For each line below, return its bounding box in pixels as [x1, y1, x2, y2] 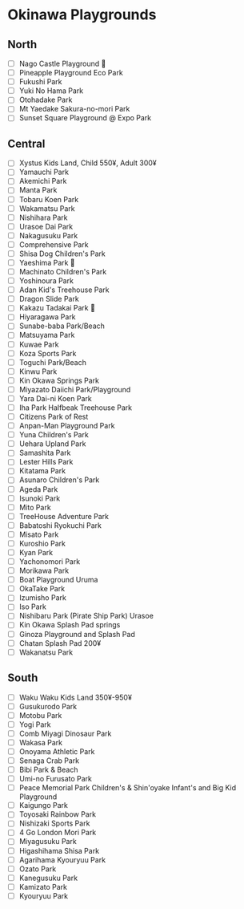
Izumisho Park [18, 593, 67, 603]
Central [7, 136, 46, 150]
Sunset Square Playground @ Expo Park [18, 113, 152, 123]
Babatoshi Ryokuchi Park [18, 520, 102, 530]
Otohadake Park [18, 95, 73, 105]
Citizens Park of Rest [18, 412, 89, 421]
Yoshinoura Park [18, 276, 74, 286]
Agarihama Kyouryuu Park [18, 854, 106, 864]
